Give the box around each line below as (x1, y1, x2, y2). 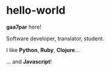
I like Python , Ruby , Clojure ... (6, 46, 80, 54)
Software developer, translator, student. (6, 35, 105, 42)
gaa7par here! (6, 23, 41, 30)
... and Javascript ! (6, 58, 52, 65)
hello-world (6, 4, 66, 17)
